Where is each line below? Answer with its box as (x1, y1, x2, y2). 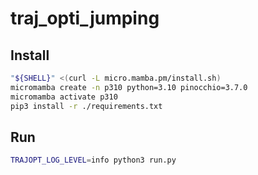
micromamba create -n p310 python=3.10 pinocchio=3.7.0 (10, 82, 248, 92)
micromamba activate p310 (10, 92, 118, 102)
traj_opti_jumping (10, 7, 160, 30)
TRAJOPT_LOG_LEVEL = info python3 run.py (10, 155, 177, 166)
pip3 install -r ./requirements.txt (10, 101, 163, 111)
